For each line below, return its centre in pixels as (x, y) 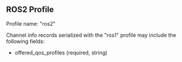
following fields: (25, 41)
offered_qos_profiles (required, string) (61, 53)
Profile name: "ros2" (31, 23)
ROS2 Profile (30, 10)
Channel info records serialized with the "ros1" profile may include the (91, 35)
